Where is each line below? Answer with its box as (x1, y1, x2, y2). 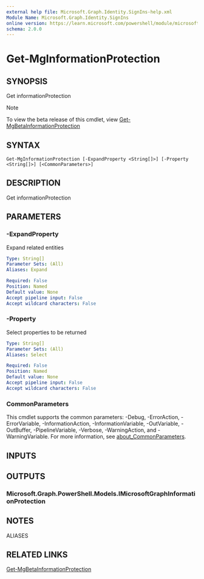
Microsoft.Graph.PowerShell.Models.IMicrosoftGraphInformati (6, 489, 195, 498)
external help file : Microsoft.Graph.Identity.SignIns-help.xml (6, 9, 172, 15)
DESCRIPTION (6, 178, 61, 189)
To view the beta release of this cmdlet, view (6, 116, 118, 123)
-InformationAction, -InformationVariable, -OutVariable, (42, 420, 180, 428)
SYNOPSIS (6, 76, 48, 86)
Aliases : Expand (6, 267, 47, 273)
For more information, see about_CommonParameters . (50, 433, 186, 440)
